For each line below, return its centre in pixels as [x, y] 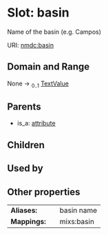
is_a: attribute [36, 123]
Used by [25, 168]
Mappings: [29, 221]
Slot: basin [39, 13]
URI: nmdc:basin [30, 45]
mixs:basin [77, 221]
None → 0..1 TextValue [38, 84]
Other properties [44, 192]
